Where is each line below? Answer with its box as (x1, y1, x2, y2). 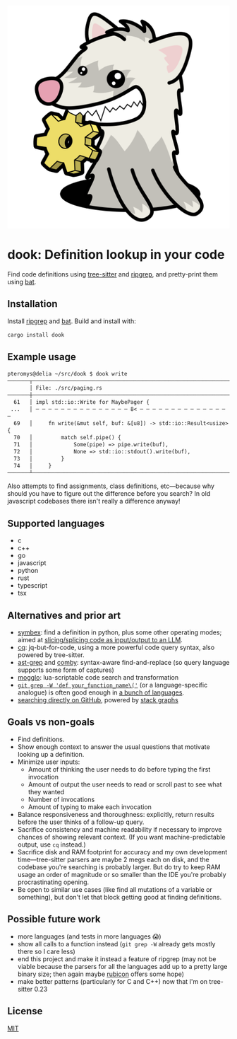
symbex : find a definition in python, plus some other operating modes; (17, 628, 222, 637)
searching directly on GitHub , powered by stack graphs (17, 696, 178, 704)
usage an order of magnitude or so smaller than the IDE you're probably (17, 870, 227, 878)
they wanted (28, 787, 65, 796)
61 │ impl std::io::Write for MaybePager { (13, 399, 150, 406)
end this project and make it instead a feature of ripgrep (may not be (17, 954, 217, 963)
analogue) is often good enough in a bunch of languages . (17, 688, 185, 697)
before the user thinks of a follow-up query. (17, 818, 145, 826)
